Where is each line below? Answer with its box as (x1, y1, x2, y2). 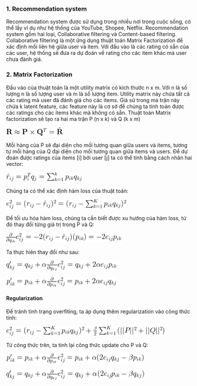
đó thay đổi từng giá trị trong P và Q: (6, 221, 94, 228)
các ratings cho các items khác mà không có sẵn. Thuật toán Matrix (6, 109, 171, 116)
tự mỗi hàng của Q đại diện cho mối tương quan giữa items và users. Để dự (6, 148, 188, 155)
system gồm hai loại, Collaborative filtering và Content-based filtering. (6, 31, 177, 38)
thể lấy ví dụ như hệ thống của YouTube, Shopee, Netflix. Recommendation (6, 24, 189, 31)
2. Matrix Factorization (6, 70, 73, 78)
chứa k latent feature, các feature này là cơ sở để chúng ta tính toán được (6, 103, 185, 110)
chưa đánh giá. (6, 55, 42, 63)
